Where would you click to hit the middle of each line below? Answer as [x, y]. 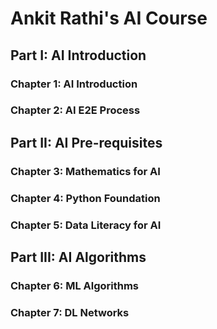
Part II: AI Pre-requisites [86, 142]
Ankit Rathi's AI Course [109, 18]
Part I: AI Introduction [78, 55]
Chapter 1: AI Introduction [74, 84]
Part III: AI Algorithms [78, 257]
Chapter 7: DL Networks [70, 312]
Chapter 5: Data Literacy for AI [86, 225]
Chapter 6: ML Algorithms [75, 285]
